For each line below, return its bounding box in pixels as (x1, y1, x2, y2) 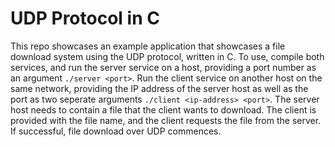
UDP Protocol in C (10, 7, 160, 30)
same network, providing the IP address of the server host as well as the (10, 82, 309, 94)
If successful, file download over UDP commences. (10, 125, 222, 137)
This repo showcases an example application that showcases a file (10, 40, 286, 52)
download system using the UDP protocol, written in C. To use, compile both (10, 50, 325, 62)
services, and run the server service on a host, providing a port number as (10, 61, 317, 73)
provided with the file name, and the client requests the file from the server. (10, 114, 322, 126)
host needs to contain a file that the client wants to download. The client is (10, 103, 317, 116)
